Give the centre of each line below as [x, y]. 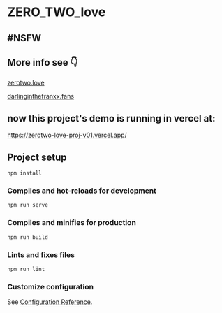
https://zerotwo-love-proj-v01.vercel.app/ [67, 135]
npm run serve [28, 205]
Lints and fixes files [41, 254]
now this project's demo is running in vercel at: [111, 118]
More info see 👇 [43, 63]
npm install [24, 173]
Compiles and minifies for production [72, 223]
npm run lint [26, 269]
